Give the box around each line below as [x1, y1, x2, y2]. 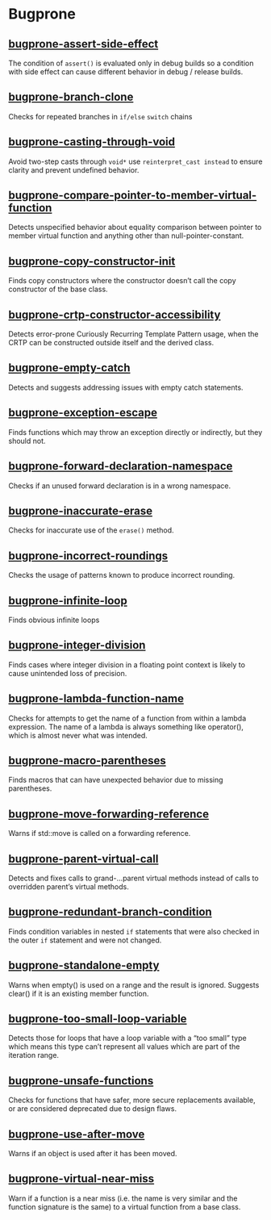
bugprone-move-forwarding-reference [8, 807, 210, 821]
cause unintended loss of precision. [8, 668, 127, 678]
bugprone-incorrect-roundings [8, 549, 169, 562]
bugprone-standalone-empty [8, 959, 160, 972]
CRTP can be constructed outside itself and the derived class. [8, 338, 215, 348]
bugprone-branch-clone [8, 90, 134, 104]
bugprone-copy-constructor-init [8, 254, 176, 268]
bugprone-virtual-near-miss [8, 1172, 155, 1186]
